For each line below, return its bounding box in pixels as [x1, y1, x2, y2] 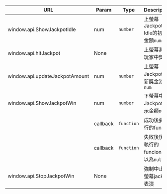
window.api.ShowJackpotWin [7, 100, 77, 106]
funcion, [144, 149, 163, 155]
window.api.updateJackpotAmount [7, 73, 89, 79]
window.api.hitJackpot [7, 50, 61, 56]
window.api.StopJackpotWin [7, 173, 75, 179]
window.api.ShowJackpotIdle [7, 26, 76, 33]
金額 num [144, 37, 162, 44]
